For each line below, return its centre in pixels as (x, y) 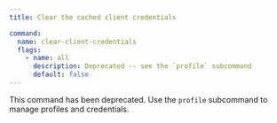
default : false (61, 75)
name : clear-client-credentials (77, 42)
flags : (29, 50)
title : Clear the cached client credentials (93, 17)
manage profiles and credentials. (69, 109)
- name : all (47, 58)
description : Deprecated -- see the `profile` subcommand (142, 66)
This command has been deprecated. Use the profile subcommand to (138, 99)
